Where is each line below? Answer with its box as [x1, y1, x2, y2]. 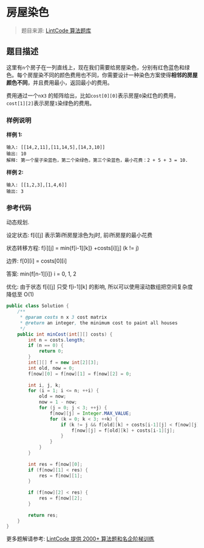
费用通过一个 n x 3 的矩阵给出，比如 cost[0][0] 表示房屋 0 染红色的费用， [6, 92, 179, 99]
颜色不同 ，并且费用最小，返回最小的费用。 [6, 78, 113, 86]
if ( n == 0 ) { [28, 342, 64, 349]
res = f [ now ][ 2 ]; [38, 495, 83, 502]
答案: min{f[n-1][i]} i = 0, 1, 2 [6, 270, 77, 277]
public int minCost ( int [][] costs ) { [17, 331, 113, 338]
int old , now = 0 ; [28, 365, 75, 371]
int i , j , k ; [28, 382, 61, 388]
